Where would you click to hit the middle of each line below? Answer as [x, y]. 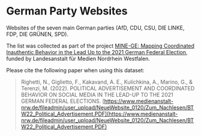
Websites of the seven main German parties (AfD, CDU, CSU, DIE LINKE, [95, 28]
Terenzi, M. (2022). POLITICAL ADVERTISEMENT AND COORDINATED [108, 88]
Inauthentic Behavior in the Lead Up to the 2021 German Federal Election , [97, 52]
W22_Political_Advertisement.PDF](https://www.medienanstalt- [99, 114]
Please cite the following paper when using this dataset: [75, 70]
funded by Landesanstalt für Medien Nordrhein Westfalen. [78, 58]
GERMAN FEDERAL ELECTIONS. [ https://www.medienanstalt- [97, 101]
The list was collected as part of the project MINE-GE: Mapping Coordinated [100, 46]
